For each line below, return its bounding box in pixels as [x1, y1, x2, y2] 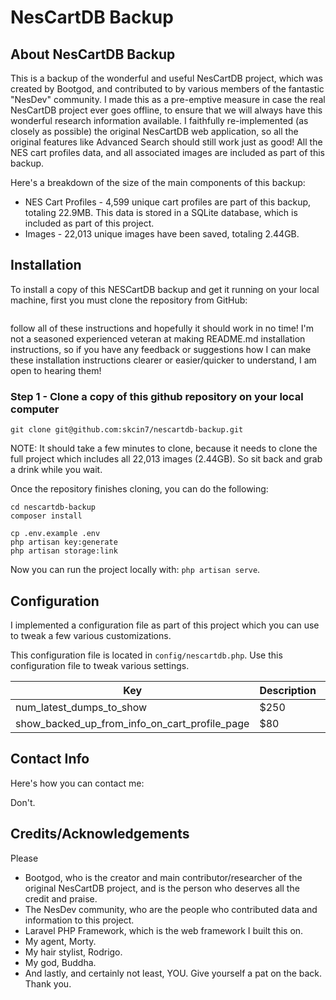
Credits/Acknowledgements [10, 826, 190, 843]
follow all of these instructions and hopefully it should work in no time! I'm [10, 322, 315, 334]
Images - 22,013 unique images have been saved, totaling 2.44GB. [24, 228, 300, 240]
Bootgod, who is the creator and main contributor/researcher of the [24, 871, 303, 883]
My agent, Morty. [24, 935, 97, 947]
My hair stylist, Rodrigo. [24, 946, 123, 958]
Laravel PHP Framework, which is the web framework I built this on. [24, 924, 304, 936]
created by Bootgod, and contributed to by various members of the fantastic [10, 83, 325, 95]
